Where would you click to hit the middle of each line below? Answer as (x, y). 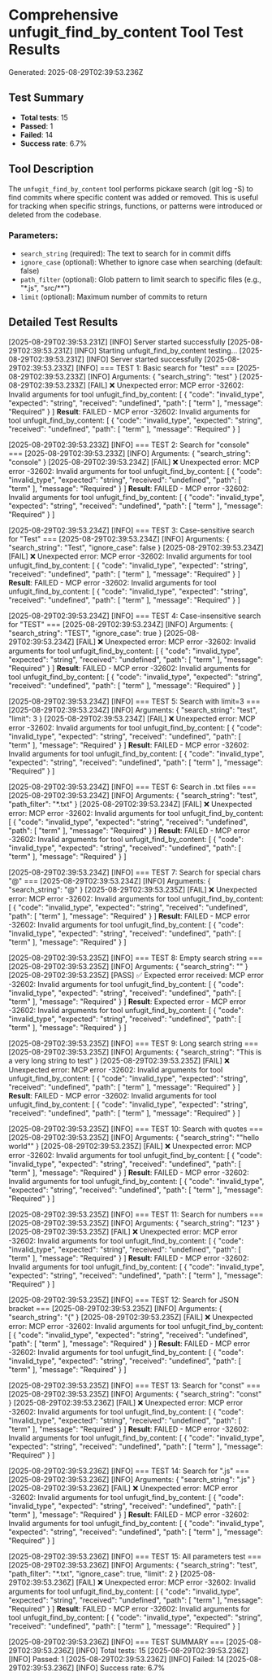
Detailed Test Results (63, 322)
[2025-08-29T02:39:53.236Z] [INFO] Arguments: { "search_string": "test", (133, 1564)
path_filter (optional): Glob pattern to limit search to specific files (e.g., (141, 279)
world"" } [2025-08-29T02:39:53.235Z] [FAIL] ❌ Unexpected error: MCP (130, 1146)
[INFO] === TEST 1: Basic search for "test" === (155, 367)
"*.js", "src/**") (45, 287)
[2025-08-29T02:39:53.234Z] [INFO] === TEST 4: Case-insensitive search (135, 616)
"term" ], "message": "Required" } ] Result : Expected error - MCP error (127, 1001)
